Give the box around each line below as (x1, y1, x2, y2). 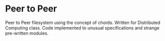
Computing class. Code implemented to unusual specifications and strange (5, 24, 160, 30)
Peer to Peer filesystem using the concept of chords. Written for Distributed (5, 19, 161, 25)
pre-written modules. (5, 30, 49, 36)
